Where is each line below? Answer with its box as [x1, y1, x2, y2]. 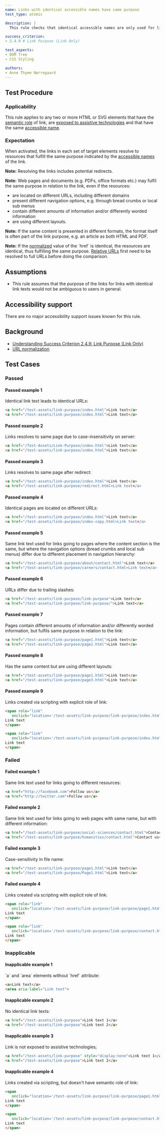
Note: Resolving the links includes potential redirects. [5, 168, 113, 174]
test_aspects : [5, 48, 34, 53]
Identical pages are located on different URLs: [5, 505, 98, 511]
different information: [5, 820, 48, 827]
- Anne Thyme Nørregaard [5, 70, 56, 75]
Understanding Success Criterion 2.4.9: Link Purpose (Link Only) [12, 341, 144, 347]
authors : [5, 65, 23, 70]
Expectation [5, 137, 35, 144]
